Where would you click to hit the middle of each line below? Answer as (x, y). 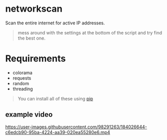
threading (23, 89)
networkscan (34, 9)
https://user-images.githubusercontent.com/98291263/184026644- (76, 127)
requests (22, 78)
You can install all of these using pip (55, 98)
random (21, 83)
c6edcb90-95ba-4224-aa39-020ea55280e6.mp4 (58, 132)
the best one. (31, 38)
